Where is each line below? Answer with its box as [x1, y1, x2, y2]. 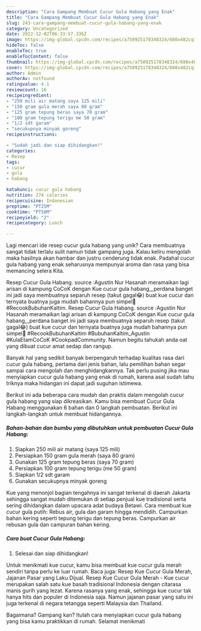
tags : [6, 159, 20, 165]
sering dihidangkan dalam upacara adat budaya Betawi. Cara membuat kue [6, 502, 191, 509]
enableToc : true [6, 48, 47, 54]
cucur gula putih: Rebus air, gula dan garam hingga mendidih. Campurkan [6, 508, 188, 516]
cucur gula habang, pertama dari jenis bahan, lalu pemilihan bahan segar [6, 360, 186, 368]
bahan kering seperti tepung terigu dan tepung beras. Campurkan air [6, 515, 176, 522]
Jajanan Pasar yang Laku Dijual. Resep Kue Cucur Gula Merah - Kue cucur [6, 574, 190, 582]
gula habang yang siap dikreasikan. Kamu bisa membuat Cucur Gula [6, 398, 175, 405]
